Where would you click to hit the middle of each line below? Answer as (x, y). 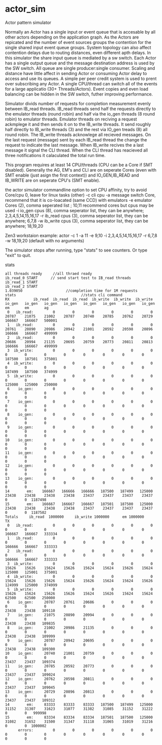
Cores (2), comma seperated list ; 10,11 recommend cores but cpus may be (80, 205)
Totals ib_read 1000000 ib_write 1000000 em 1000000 (75, 517)
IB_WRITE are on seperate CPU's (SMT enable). (53, 180)
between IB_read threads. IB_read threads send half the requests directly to (81, 109)
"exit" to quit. (18, 255)
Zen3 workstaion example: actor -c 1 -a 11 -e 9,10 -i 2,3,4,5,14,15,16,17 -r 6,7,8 (81, 235)
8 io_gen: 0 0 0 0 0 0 (80, 414)
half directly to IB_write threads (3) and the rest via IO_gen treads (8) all (76, 129)
